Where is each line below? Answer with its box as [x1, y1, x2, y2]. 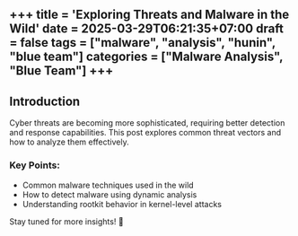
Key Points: [9, 159, 60, 171]
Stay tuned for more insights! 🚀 [9, 215, 124, 227]
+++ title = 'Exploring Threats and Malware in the [9, 7, 290, 22]
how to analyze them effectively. [9, 136, 129, 147]
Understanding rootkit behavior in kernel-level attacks [22, 198, 223, 209]
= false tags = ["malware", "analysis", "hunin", [9, 35, 276, 50]
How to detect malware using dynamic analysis [22, 188, 197, 200]
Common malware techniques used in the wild [22, 179, 195, 190]
